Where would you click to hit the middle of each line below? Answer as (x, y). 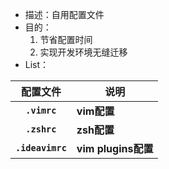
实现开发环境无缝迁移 (83, 52)
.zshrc (41, 129)
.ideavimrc (41, 148)
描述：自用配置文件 (64, 14)
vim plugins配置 (115, 148)
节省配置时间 (66, 39)
